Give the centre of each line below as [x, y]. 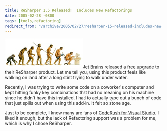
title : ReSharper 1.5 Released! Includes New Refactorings [69, 10]
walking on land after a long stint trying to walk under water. [67, 78]
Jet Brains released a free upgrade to [121, 67]
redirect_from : [21, 26]
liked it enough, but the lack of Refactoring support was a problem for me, [81, 118]
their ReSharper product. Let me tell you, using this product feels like [75, 72]
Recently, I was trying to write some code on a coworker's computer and [80, 87]
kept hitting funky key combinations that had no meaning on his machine [80, 93]
